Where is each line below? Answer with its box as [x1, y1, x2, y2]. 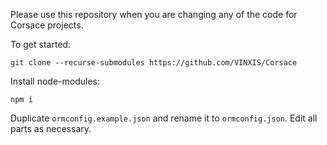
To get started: [10, 39, 72, 50]
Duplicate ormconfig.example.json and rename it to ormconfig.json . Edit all [10, 112, 318, 124]
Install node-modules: [10, 75, 100, 87]
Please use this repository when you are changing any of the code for [10, 9, 298, 20]
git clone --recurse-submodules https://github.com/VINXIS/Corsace [10, 58, 298, 68]
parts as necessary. [10, 123, 92, 134]
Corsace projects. [10, 19, 84, 31]
